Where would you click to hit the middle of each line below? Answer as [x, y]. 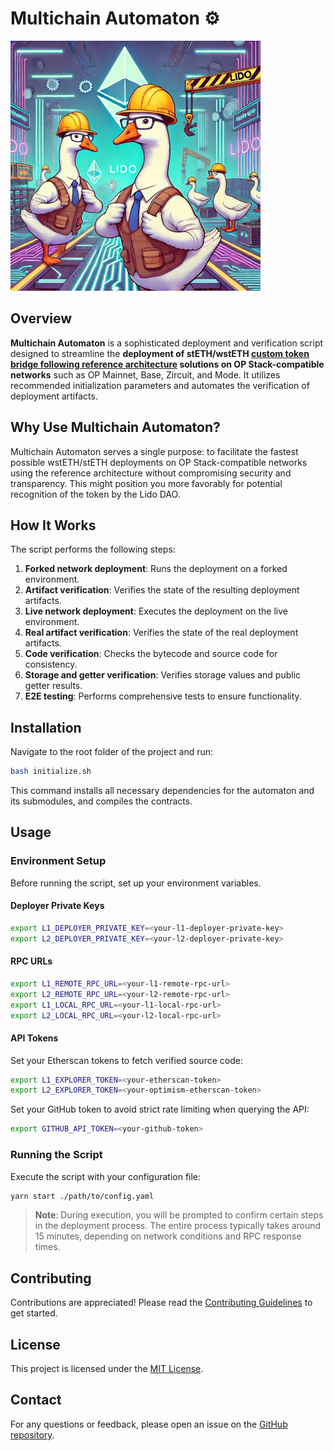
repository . [32, 1434]
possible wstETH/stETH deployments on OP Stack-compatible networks [159, 462]
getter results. [53, 686]
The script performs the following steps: [93, 549]
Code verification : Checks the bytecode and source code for [151, 654]
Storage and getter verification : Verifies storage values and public [163, 675]
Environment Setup [58, 861]
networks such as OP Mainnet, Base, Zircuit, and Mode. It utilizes [145, 374]
